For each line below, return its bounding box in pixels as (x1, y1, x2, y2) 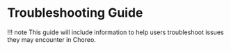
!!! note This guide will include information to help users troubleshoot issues (7, 28, 224, 36)
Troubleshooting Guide (7, 5, 143, 21)
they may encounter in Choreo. (7, 35, 96, 43)
